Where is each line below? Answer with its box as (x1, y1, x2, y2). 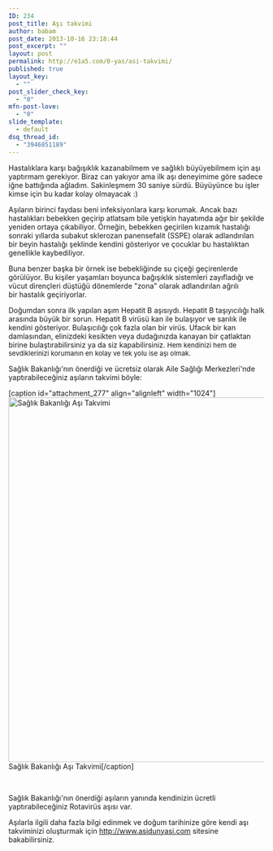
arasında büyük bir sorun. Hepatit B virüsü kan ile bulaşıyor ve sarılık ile (8, 314, 247, 324)
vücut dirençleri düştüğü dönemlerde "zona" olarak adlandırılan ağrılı (8, 281, 240, 290)
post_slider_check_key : (8, 87, 89, 96)
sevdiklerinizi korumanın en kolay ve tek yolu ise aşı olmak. (8, 348, 191, 358)
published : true (8, 65, 63, 73)
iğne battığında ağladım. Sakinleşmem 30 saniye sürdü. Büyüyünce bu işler (8, 180, 260, 190)
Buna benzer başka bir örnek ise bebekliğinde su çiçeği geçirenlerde (8, 264, 238, 273)
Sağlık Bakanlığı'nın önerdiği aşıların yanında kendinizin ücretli (8, 792, 216, 802)
